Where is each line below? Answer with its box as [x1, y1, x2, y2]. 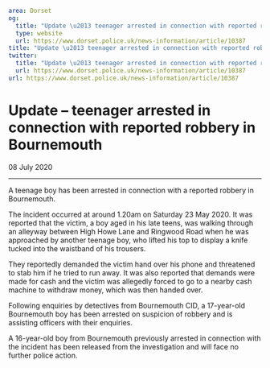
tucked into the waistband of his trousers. [8, 243, 146, 253]
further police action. [8, 350, 78, 360]
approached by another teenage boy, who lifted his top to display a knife [8, 235, 248, 245]
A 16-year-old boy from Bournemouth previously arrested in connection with [8, 333, 261, 343]
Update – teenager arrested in [8, 101, 211, 119]
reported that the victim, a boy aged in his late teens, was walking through [8, 217, 254, 228]
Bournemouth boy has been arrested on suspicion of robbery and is [8, 309, 233, 319]
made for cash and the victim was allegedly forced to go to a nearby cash [8, 276, 252, 286]
